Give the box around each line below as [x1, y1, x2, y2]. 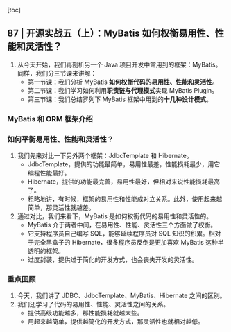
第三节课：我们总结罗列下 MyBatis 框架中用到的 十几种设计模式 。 [27, 95, 213, 103]
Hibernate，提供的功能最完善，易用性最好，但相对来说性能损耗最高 [27, 177, 221, 186]
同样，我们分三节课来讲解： [17, 69, 97, 77]
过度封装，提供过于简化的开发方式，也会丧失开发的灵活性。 [27, 256, 198, 264]
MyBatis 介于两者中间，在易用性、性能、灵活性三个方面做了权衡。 [27, 221, 217, 229]
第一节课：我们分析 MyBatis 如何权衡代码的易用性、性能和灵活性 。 [27, 78, 219, 86]
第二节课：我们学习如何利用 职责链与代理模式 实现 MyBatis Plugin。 [27, 86, 219, 94]
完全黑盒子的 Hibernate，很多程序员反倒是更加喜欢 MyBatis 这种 [33, 238, 219, 247]
